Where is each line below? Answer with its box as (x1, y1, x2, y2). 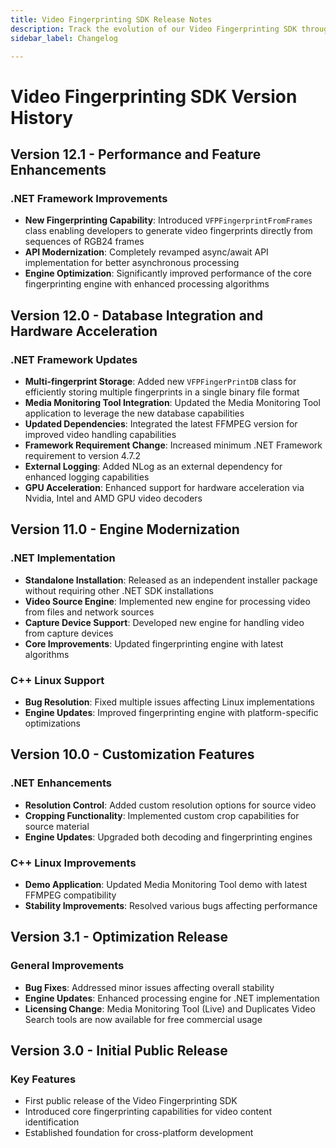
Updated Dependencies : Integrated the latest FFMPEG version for (24, 417, 298, 430)
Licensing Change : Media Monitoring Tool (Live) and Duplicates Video (24, 1002, 316, 1015)
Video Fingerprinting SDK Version (10, 85, 298, 108)
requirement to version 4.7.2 (24, 449, 141, 461)
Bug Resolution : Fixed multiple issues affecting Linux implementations (24, 696, 315, 708)
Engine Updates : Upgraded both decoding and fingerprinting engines (24, 831, 313, 843)
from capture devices (24, 627, 114, 639)
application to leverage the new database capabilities (24, 407, 245, 419)
